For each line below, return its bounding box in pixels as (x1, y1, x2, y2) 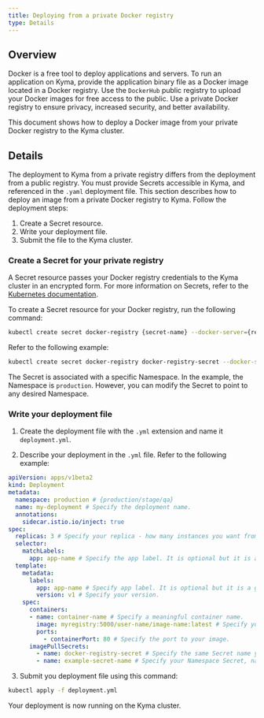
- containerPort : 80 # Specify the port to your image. (42, 635, 230, 643)
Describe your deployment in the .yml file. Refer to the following (19, 450, 227, 459)
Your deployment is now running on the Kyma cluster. (8, 701, 181, 710)
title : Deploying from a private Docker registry (8, 11, 174, 20)
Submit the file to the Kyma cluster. (19, 236, 134, 245)
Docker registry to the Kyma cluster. (8, 126, 125, 136)
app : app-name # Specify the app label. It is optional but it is (28, 555, 251, 563)
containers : (28, 606, 68, 614)
